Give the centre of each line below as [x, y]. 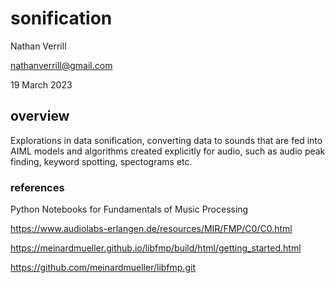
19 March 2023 [41, 84]
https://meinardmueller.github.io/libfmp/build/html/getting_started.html [156, 248]
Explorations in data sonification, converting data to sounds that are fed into [166, 140]
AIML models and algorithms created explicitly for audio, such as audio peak [168, 151]
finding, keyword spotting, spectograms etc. [101, 161]
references [37, 187]
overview [40, 116]
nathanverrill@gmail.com [61, 65]
